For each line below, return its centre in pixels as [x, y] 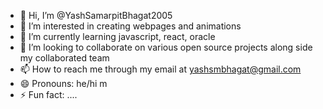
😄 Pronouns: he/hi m [63, 83]
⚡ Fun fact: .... [48, 94]
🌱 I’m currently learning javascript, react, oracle [117, 36]
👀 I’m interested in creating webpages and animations [130, 26]
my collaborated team [64, 58]
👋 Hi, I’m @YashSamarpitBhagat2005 [96, 15]
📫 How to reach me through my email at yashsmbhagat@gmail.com [160, 69]
